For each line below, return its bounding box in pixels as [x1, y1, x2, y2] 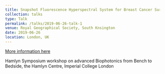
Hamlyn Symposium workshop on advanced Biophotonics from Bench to [5, 58, 152, 64]
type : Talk [5, 16, 27, 21]
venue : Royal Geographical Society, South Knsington [5, 26, 115, 31]
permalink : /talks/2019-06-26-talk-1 [5, 21, 82, 26]
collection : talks [5, 12, 43, 17]
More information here [5, 48, 51, 54]
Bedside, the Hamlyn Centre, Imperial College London [5, 63, 114, 69]
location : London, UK [5, 35, 50, 40]
